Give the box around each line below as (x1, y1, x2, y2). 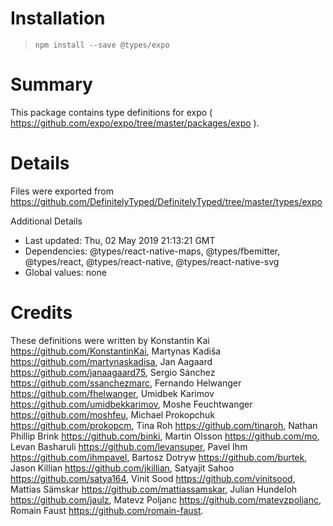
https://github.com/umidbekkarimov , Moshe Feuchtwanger (10, 398, 253, 410)
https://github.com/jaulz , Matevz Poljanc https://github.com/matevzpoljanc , (10, 493, 322, 506)
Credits (10, 302, 73, 324)
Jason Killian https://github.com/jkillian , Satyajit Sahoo (10, 462, 235, 474)
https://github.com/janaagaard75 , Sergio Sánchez (10, 366, 216, 378)
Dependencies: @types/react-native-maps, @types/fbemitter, (24, 245, 281, 257)
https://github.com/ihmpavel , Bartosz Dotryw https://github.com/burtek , (10, 451, 308, 463)
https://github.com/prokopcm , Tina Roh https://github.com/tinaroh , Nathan (10, 419, 318, 431)
